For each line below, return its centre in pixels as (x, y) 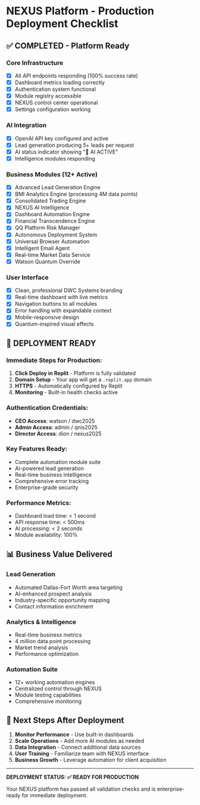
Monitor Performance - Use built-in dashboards (74, 735)
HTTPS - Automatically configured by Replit (68, 386)
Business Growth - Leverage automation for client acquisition (90, 760)
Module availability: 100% (46, 535)
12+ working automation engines (55, 683)
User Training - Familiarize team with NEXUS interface (82, 754)
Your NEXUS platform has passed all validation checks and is (81, 789)
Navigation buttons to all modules (56, 304)
